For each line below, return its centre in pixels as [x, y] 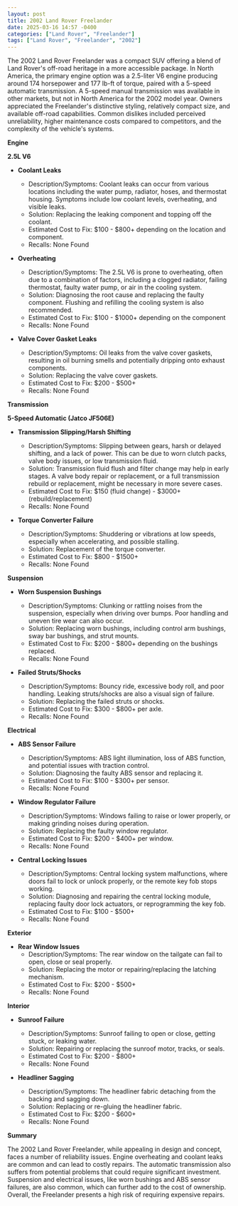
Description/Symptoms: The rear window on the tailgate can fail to [125, 955]
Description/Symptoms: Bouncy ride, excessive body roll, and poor [126, 686]
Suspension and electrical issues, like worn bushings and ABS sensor [109, 1180]
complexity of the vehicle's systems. [61, 129]
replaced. [42, 651]
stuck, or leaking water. [63, 1041]
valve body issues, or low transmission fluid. [93, 461]
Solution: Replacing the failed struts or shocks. [96, 702]
